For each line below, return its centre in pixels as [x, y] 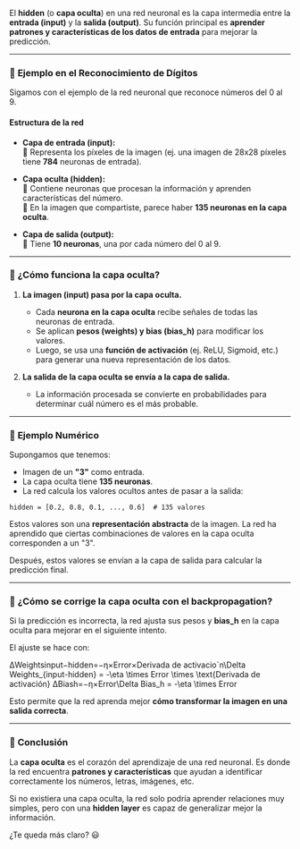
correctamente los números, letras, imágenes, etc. [102, 781]
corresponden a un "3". [52, 543]
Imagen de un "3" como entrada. [83, 472]
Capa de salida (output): [68, 234]
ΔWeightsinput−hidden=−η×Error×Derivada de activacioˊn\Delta [128, 665]
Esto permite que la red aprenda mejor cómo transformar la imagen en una [149, 701]
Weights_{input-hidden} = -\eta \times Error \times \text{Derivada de [135, 675]
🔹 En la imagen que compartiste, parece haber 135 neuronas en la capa [154, 207]
